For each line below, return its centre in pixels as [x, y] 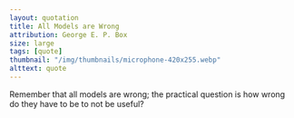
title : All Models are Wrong [64, 26]
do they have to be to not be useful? [77, 103]
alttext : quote [38, 69]
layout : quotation [44, 18]
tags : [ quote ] [36, 52]
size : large [32, 43]
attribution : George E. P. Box [69, 34]
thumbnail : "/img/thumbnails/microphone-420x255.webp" [115, 60]
